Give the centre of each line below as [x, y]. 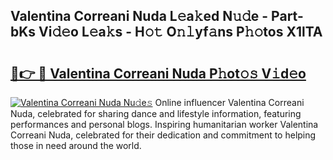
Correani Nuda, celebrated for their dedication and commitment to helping [163, 135]
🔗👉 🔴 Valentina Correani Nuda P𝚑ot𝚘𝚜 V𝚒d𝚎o [158, 73]
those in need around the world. [76, 145]
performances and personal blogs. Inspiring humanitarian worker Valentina [164, 124]
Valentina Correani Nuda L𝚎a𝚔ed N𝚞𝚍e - [139, 16]
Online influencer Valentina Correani [229, 102]
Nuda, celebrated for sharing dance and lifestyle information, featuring [156, 113]
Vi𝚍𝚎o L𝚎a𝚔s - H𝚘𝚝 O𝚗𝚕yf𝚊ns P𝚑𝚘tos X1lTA [180, 32]
